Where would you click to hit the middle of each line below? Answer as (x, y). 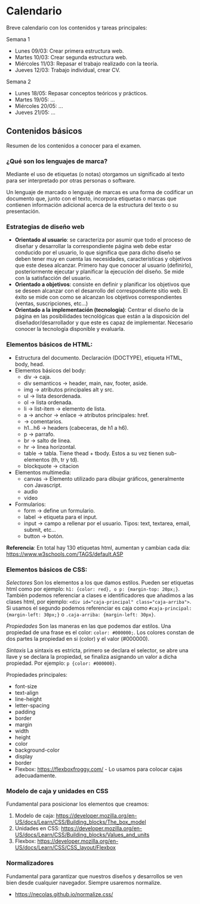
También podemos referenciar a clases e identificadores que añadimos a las (100, 595)
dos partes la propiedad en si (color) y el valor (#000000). (78, 638)
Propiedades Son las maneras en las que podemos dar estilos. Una (89, 626)
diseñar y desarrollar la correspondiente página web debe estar (93, 246)
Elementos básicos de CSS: (47, 569)
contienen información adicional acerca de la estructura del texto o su (92, 205)
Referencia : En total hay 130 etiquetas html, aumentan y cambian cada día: (99, 547)
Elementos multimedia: (43, 472)
